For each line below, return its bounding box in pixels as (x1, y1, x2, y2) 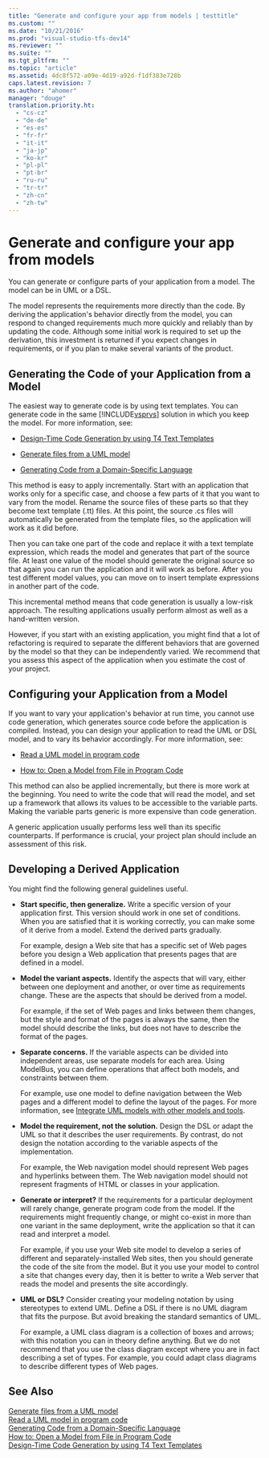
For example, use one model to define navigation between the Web (19, 1088, 243, 1098)
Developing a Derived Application (8, 862, 180, 877)
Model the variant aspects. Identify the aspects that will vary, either (19, 973, 247, 983)
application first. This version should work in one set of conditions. (19, 908, 241, 918)
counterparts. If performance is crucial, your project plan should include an (8, 831, 257, 840)
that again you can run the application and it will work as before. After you (8, 565, 253, 574)
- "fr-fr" (15, 131, 48, 139)
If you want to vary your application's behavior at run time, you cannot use (8, 708, 255, 718)
